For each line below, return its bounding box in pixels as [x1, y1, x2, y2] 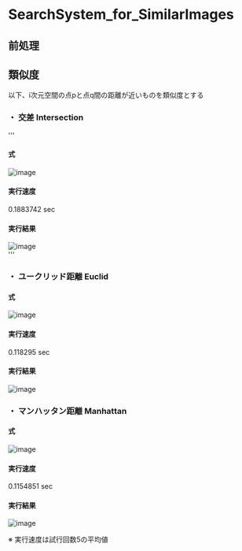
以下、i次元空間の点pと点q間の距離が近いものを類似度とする [8, 91, 204, 100]
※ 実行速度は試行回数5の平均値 [8, 534, 108, 545]
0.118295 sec [8, 347, 50, 356]
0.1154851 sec [8, 482, 53, 491]
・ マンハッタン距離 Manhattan [8, 405, 127, 416]
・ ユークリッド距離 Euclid [8, 271, 108, 282]
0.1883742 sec [8, 205, 56, 214]
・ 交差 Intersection [8, 112, 84, 123]
